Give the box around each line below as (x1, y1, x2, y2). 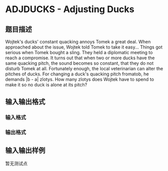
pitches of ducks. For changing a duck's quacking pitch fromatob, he (5, 71, 149, 77)
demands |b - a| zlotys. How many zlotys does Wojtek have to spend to (5, 76, 154, 82)
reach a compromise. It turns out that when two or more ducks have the (5, 55, 155, 61)
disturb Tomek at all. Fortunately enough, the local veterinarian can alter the (5, 66, 163, 71)
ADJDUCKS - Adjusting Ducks (5, 4, 135, 15)
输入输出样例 (5, 146, 46, 155)
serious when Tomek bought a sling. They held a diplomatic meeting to (5, 50, 153, 55)
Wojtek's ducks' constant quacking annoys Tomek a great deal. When (5, 39, 151, 45)
